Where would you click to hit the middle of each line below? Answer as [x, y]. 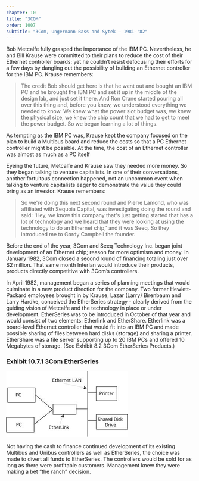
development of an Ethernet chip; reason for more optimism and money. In [97, 252]
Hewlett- [181, 289]
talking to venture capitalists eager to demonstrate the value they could [94, 185]
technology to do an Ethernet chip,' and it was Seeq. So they [95, 228]
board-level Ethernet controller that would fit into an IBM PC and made [92, 327]
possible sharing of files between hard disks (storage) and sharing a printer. [99, 333]
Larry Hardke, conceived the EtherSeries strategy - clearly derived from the [99, 302]
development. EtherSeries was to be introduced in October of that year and [98, 314]
